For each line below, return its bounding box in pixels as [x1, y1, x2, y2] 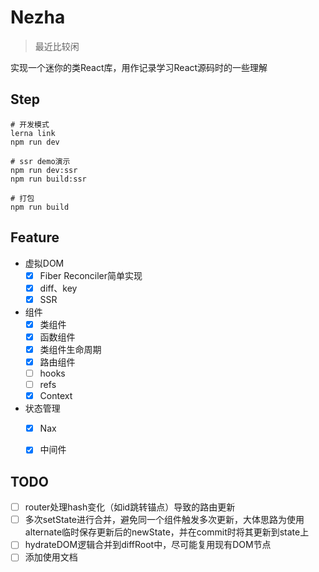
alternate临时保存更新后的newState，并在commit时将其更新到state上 [24, 526, 310, 538]
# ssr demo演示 [10, 156, 71, 166]
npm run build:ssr [10, 174, 87, 184]
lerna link [10, 128, 56, 138]
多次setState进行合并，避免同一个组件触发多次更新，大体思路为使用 [24, 514, 305, 526]
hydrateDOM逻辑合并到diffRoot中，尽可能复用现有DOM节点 [24, 539, 272, 551]
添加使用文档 [24, 551, 78, 563]
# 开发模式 [10, 119, 50, 130]
